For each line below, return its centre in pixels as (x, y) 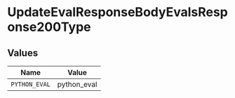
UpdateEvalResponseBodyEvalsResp (117, 12)
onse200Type (49, 27)
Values (23, 53)
